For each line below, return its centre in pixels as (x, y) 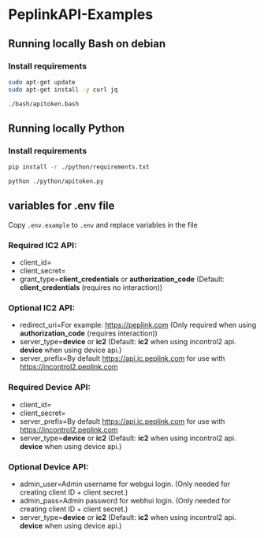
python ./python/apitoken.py (56, 182)
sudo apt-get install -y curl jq (63, 89)
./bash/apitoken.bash (44, 104)
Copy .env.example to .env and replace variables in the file (103, 224)
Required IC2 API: (43, 245)
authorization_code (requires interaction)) (88, 333)
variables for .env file (61, 206)
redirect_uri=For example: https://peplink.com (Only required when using (138, 325)
